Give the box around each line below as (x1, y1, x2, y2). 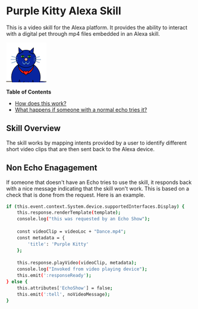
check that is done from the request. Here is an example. (6, 191, 146, 198)
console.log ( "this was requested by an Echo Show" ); (17, 216, 150, 222)
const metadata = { (17, 235, 65, 241)
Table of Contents (6, 88, 52, 95)
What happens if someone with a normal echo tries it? (14, 106, 147, 113)
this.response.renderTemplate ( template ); (17, 210, 121, 216)
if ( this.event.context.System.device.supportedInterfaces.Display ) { (6, 204, 185, 210)
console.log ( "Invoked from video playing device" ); (17, 266, 147, 272)
